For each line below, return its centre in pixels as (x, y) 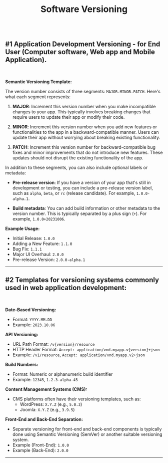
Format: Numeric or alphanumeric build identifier (62, 374)
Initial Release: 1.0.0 (33, 238)
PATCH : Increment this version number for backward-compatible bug (84, 147)
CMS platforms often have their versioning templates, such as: (76, 399)
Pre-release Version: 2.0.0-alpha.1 (49, 260)
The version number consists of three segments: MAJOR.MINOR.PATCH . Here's (83, 91)
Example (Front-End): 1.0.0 (40, 445)
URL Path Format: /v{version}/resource (53, 344)
